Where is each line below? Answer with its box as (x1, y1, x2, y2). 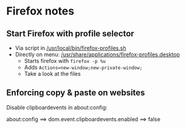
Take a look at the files (24, 70, 81, 77)
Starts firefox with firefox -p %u (24, 58, 106, 64)
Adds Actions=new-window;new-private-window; (24, 64, 143, 71)
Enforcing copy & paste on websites (6, 88, 145, 98)
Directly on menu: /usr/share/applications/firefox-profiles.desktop (15, 51, 181, 58)
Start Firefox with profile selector (6, 28, 135, 39)
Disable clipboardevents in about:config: (6, 104, 108, 111)
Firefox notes (6, 4, 75, 18)
